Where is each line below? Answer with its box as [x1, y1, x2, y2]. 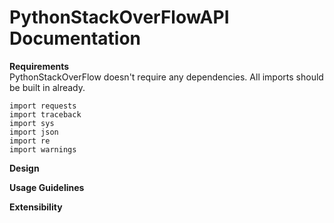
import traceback [9, 109, 82, 120]
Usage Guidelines [9, 181, 85, 193]
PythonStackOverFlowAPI [9, 6, 230, 29]
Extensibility [9, 201, 63, 213]
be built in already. [9, 81, 86, 93]
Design [9, 162, 40, 174]
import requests [9, 101, 77, 111]
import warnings [9, 144, 77, 155]
